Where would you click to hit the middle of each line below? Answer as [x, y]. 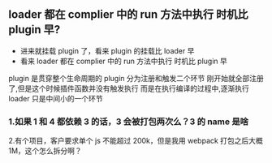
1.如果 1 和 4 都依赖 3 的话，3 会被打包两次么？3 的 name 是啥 [129, 122]
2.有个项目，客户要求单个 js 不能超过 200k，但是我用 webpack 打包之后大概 [136, 141]
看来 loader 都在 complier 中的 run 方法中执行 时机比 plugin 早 [123, 61]
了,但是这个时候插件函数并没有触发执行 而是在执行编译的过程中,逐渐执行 [129, 88]
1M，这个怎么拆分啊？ [45, 151]
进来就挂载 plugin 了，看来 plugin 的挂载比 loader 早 [107, 50]
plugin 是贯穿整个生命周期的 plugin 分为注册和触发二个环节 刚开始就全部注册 [136, 78]
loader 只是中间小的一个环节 [56, 98]
